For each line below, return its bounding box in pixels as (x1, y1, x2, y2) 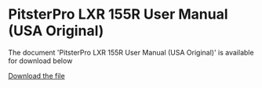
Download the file (8, 71, 65, 80)
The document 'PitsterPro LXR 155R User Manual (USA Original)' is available (8, 48, 254, 57)
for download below (8, 56, 73, 65)
